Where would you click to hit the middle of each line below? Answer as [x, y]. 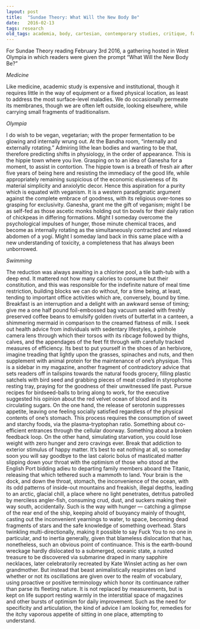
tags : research [25, 28]
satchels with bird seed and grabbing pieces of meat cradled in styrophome [99, 380]
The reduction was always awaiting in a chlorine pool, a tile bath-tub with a [98, 272]
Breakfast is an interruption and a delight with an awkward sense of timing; [98, 304]
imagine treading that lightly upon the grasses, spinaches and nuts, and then [100, 355]
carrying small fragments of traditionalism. [58, 112]
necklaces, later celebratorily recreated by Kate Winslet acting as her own [97, 563]
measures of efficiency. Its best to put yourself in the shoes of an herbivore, [99, 348]
